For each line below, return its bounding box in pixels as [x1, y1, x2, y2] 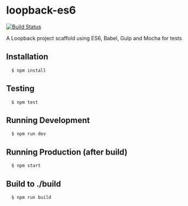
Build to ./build [6, 179, 61, 189]
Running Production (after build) [6, 147, 128, 157]
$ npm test [11, 99, 38, 105]
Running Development [6, 115, 90, 125]
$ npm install [11, 67, 46, 73]
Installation [6, 51, 48, 62]
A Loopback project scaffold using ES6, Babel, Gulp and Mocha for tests [6, 34, 182, 41]
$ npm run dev [11, 131, 46, 137]
